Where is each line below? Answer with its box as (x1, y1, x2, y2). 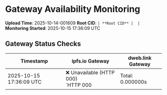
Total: (120, 72, 133, 79)
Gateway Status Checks (5, 40, 81, 48)
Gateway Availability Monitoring (5, 3, 141, 15)
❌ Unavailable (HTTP (65, 69, 115, 76)
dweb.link (128, 54, 152, 61)
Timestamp (20, 57, 48, 64)
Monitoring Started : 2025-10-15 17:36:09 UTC (5, 25, 100, 31)
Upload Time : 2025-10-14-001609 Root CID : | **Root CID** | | (5, 20, 140, 26)
